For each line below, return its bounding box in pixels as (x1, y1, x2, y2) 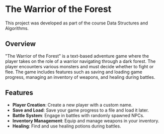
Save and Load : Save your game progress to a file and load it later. (12, 107, 149, 113)
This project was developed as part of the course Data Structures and (5, 20, 148, 26)
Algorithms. (5, 25, 29, 31)
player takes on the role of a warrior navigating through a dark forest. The (5, 58, 156, 64)
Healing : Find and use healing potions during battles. (12, 123, 121, 129)
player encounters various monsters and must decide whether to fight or (5, 63, 154, 69)
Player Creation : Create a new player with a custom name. (12, 102, 133, 108)
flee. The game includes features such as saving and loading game (5, 69, 143, 75)
